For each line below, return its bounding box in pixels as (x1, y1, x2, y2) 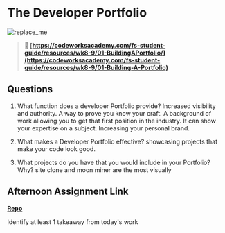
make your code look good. (17, 144, 96, 153)
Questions (7, 83, 53, 95)
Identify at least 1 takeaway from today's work (7, 217, 138, 226)
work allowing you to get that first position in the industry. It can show (17, 116, 217, 125)
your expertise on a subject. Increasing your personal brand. (17, 123, 190, 132)
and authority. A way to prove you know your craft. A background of (17, 109, 212, 117)
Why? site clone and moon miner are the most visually (17, 165, 172, 174)
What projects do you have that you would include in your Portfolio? (17, 158, 211, 166)
